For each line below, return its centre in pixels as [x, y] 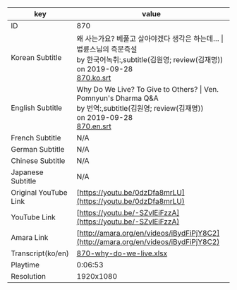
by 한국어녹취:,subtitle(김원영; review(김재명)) [150, 60]
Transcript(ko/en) [40, 253]
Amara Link [30, 237]
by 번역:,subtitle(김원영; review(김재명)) [140, 108]
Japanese [27, 172]
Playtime [25, 265]
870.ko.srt [94, 78]
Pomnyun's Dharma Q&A [117, 98]
